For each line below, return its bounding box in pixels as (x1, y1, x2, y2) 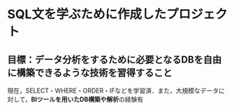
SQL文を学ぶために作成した (7, 6, 166, 22)
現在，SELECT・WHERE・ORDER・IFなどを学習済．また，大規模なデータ (7, 86, 219, 95)
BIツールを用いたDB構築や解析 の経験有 (31, 95, 144, 103)
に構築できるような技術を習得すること (7, 67, 173, 79)
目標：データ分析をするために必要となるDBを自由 (7, 54, 222, 65)
